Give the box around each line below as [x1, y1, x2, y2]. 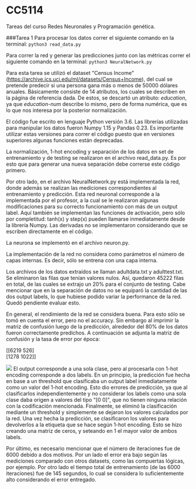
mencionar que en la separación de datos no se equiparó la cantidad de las [6, 286, 187, 293]
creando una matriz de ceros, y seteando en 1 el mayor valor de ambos [6, 427, 177, 434]
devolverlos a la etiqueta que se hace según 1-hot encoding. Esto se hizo [6, 421, 183, 428]
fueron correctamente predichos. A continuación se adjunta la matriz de [6, 329, 180, 336]
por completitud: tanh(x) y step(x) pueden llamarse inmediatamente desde [6, 215, 185, 223]
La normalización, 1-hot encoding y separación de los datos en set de [6, 148, 174, 155]
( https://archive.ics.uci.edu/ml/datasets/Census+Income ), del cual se [6, 76, 173, 83]
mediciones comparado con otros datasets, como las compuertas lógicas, [6, 457, 185, 464]
